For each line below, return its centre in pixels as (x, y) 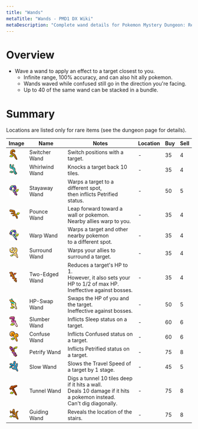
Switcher (40, 152)
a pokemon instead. (91, 397)
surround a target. (89, 256)
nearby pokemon (88, 235)
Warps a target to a (90, 181)
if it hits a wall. (85, 384)
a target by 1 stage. (91, 370)
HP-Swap (41, 302)
